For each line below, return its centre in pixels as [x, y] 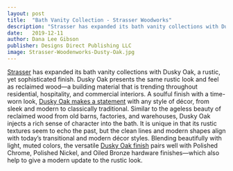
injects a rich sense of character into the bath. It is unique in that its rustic [112, 123]
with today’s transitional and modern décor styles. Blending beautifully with [114, 138]
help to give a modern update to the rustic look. [75, 160]
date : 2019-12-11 [35, 33]
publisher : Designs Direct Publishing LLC [69, 46]
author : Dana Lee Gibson [43, 39]
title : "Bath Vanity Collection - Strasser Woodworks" [89, 20]
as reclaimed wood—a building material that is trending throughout [102, 87]
